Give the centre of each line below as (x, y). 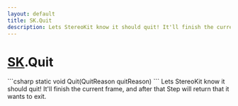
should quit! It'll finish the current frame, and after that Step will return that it (118, 89)
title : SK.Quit (30, 20)
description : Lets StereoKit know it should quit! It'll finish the (110, 27)
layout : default (31, 14)
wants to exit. (27, 97)
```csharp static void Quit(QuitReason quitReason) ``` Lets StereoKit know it (116, 81)
